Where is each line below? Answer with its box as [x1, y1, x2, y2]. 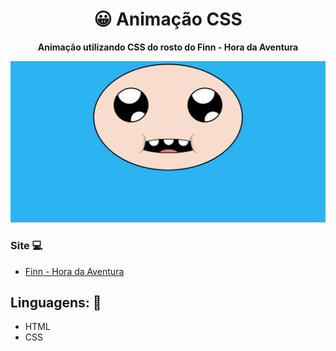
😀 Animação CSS [93, 8, 243, 31]
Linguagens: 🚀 [10, 294, 102, 312]
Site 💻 [10, 239, 43, 253]
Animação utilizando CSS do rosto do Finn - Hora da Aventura [37, 41, 299, 53]
